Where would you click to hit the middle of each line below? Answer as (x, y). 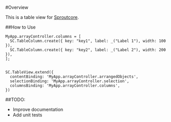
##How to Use (20, 27)
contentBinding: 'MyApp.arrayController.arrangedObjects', (74, 77)
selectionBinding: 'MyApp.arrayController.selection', (70, 81)
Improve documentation (38, 109)
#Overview (17, 7)
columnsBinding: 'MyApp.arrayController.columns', (65, 86)
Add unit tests (27, 115)
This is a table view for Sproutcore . (42, 17)
